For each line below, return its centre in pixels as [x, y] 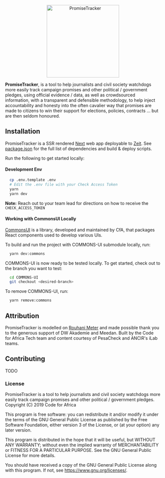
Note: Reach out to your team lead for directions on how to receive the [77, 203]
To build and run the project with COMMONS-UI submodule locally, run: [78, 244]
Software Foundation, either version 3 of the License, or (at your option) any [82, 425]
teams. [12, 344]
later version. [18, 430]
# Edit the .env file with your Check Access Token [64, 184]
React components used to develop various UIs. [54, 235]
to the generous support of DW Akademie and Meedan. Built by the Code [79, 333]
